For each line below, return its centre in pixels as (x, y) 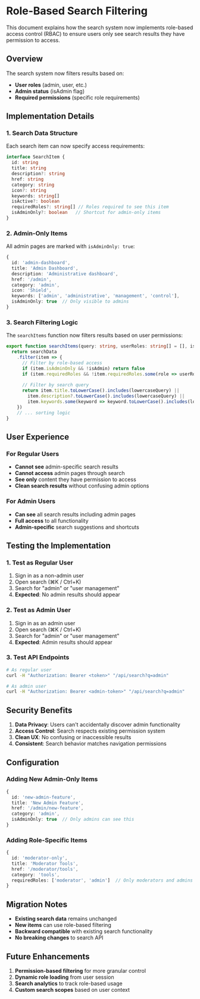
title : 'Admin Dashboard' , (45, 268)
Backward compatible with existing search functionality (84, 932)
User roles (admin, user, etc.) (51, 85)
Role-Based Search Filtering (77, 11)
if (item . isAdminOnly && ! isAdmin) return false (83, 368)
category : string (33, 185)
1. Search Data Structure (42, 134)
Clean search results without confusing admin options (82, 486)
